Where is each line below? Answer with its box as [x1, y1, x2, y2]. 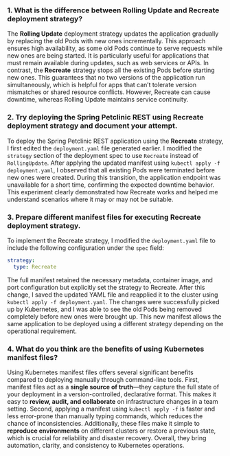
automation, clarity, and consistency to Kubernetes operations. [7, 441, 185, 449]
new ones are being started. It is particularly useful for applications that [7, 52, 209, 60]
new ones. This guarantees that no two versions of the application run [7, 73, 205, 82]
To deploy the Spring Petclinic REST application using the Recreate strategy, [7, 137, 224, 145]
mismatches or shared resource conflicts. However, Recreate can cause [7, 88, 211, 96]
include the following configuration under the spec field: [7, 243, 165, 252]
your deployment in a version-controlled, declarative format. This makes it [7, 390, 216, 398]
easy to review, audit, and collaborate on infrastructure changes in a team [7, 397, 218, 405]
